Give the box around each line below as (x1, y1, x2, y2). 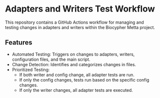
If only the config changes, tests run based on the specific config (19, 77, 150, 83)
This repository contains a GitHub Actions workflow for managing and (5, 19, 144, 25)
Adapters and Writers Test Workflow (5, 3, 155, 14)
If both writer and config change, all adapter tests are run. (19, 71, 134, 78)
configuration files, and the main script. (12, 56, 90, 62)
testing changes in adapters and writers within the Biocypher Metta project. (5, 24, 156, 30)
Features (5, 39, 32, 47)
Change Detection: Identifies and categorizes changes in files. (12, 61, 136, 67)
